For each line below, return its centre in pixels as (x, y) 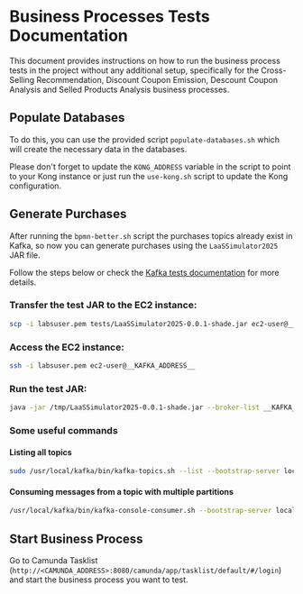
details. (23, 282)
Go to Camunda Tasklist (54, 560)
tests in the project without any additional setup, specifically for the (134, 70)
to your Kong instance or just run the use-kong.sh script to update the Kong (149, 176)
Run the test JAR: (48, 388)
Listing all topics (41, 452)
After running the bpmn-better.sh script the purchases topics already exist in (151, 235)
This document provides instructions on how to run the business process (145, 60)
